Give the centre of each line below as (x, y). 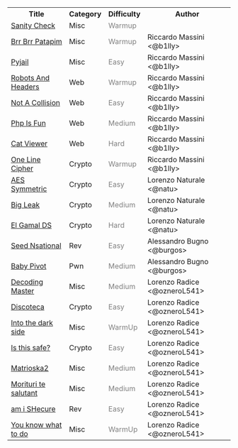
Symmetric (29, 189)
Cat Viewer (29, 143)
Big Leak (25, 205)
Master (23, 291)
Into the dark (32, 323)
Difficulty (125, 14)
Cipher (22, 168)
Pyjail (20, 62)
